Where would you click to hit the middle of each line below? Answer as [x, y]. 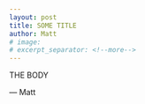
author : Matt [33, 33]
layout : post [33, 17]
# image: [25, 42]
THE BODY [29, 75]
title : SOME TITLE [43, 26]
